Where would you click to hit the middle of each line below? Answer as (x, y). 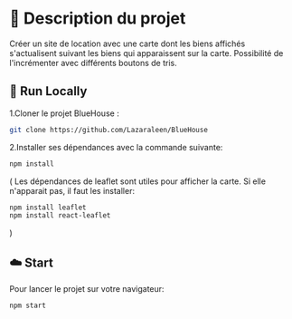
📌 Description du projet (98, 19)
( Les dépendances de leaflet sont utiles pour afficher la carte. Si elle (138, 181)
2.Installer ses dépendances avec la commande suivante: (116, 147)
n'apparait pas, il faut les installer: (72, 190)
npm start (28, 306)
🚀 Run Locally (48, 91)
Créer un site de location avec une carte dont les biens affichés (127, 43)
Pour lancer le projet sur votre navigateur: (87, 289)
